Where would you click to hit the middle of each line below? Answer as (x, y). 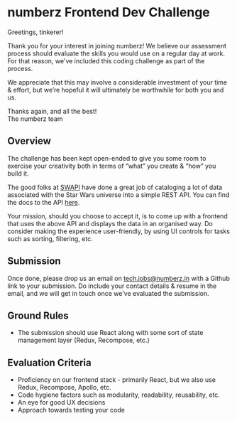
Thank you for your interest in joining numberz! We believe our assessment (117, 46)
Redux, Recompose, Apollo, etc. (64, 388)
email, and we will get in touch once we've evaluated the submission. (108, 293)
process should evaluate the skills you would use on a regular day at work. (116, 53)
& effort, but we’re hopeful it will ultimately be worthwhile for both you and (116, 90)
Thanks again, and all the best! (52, 111)
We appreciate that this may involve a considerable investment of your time (117, 82)
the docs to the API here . (44, 202)
